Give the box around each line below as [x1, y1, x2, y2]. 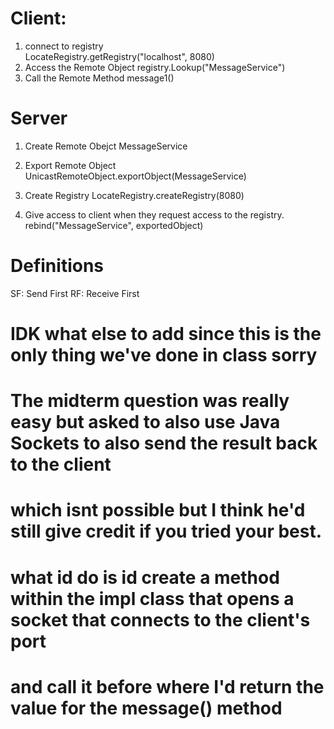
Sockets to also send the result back [10, 432, 318, 455]
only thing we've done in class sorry [10, 344, 318, 366]
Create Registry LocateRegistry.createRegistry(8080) [24, 189, 245, 201]
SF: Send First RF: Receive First [10, 287, 140, 299]
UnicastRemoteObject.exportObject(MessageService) [24, 170, 247, 182]
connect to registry [24, 40, 104, 52]
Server [10, 107, 68, 130]
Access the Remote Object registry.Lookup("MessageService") [24, 61, 286, 73]
